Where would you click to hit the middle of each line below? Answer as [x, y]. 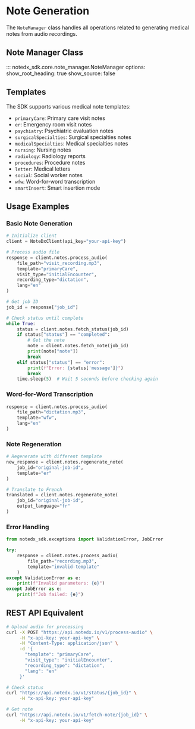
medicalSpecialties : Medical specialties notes [71, 143]
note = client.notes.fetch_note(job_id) [78, 346]
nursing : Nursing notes [43, 150]
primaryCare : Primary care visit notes [60, 118]
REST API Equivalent [45, 613]
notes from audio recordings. [42, 33]
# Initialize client [32, 236]
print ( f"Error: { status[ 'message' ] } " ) [76, 368]
